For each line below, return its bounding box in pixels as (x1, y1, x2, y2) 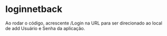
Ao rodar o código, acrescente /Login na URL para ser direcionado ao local (5, 20, 162, 26)
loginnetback (5, 3, 63, 15)
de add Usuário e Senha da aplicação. (5, 25, 86, 31)
